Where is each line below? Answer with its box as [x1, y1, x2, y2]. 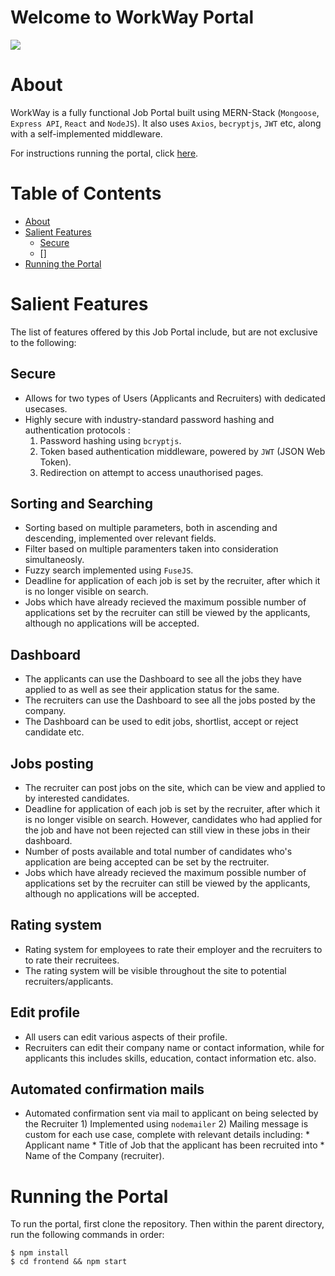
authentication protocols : [24, 424, 131, 436]
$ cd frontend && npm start [10, 1257, 128, 1267]
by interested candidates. [24, 792, 130, 804]
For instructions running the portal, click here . [10, 147, 199, 159]
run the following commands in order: [10, 1229, 165, 1241]
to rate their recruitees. [24, 954, 120, 966]
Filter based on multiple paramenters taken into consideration [24, 543, 279, 555]
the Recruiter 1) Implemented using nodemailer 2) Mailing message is [24, 1118, 309, 1130]
